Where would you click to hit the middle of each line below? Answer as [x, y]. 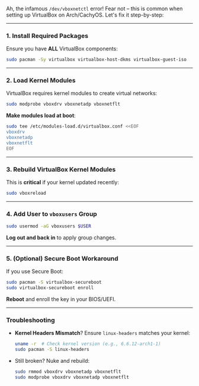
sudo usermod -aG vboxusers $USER [49, 226]
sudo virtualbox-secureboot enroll [50, 288]
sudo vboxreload [26, 193]
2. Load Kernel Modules [41, 81]
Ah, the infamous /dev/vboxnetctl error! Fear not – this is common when [94, 9]
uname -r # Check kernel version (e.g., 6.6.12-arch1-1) [88, 344]
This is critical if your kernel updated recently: [63, 182]
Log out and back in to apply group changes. [61, 238]
